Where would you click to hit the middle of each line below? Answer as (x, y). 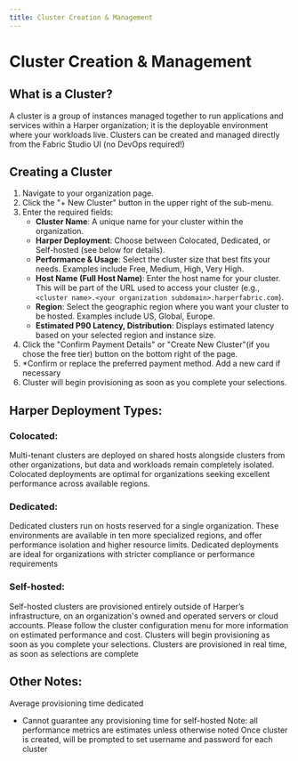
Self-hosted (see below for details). (100, 250)
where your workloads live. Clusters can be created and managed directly (145, 134)
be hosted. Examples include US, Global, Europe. (125, 316)
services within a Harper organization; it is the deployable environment (139, 125)
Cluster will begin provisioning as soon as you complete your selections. (154, 383)
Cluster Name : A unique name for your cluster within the (139, 222)
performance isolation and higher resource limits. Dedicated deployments (144, 545)
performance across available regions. (80, 484)
